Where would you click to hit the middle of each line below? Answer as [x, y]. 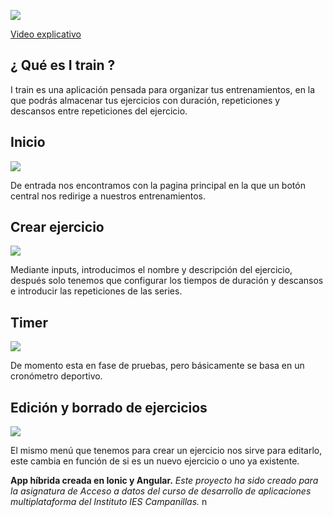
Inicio [28, 142]
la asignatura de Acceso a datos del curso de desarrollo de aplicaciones [161, 491]
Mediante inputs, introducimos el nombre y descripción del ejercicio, [151, 270]
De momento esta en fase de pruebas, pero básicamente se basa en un [157, 366]
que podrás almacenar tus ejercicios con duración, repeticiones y [145, 100]
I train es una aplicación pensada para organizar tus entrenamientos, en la [163, 89]
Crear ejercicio [57, 227]
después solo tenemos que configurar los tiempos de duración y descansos [167, 281]
